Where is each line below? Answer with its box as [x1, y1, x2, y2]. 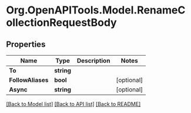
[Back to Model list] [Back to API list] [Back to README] [6, 101, 141, 107]
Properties [6, 39, 46, 49]
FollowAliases [9, 76, 49, 84]
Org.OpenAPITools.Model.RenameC [6, 4, 186, 17]
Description [76, 57, 110, 64]
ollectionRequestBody [6, 16, 117, 29]
